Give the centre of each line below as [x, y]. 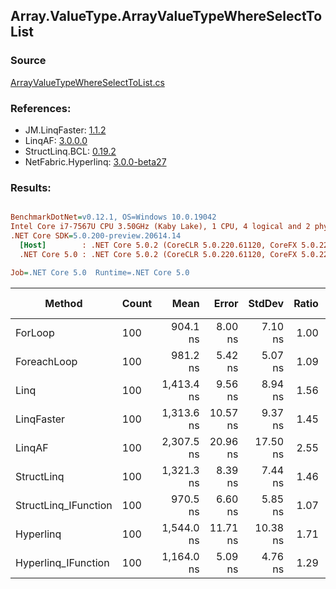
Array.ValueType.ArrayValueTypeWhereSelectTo [166, 16]
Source [28, 61]
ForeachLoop [46, 361]
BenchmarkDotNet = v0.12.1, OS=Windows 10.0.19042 [113, 217]
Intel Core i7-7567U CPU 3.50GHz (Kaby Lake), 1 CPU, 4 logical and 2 [160, 227]
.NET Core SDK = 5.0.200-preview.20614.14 [96, 236]
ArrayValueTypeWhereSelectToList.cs [87, 82]
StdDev [266, 303]
